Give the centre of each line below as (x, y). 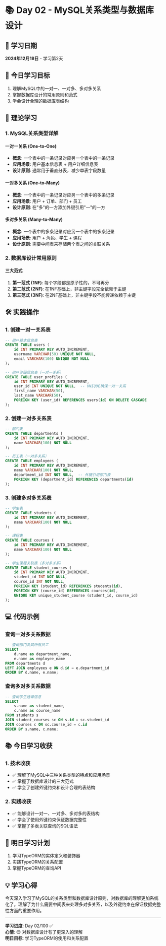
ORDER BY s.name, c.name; (32, 729)
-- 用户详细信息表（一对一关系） (34, 372)
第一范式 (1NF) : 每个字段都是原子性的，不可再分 (61, 282)
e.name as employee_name (40, 659)
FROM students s (22, 715)
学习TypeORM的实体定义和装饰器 (46, 856)
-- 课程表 (14, 536)
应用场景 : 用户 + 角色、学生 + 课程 (47, 237)
